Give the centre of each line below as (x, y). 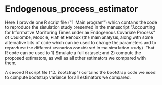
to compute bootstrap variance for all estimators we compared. (68, 77)
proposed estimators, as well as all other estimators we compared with (75, 58)
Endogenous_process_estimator (72, 9)
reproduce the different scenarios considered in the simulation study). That (80, 48)
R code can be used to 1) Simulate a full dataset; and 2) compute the (73, 53)
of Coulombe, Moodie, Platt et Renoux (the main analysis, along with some (79, 37)
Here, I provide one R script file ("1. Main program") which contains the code (81, 22)
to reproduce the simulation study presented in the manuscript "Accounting (80, 27)
